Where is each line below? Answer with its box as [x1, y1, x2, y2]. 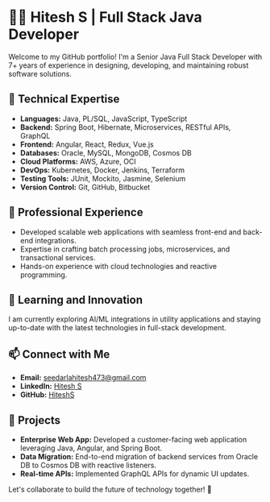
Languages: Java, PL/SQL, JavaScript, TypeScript [19, 114, 188, 123]
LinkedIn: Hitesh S [19, 381, 82, 391]
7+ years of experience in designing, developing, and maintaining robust [8, 60, 249, 70]
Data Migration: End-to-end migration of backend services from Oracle [19, 452, 259, 461]
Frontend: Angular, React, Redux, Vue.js [19, 139, 155, 149]
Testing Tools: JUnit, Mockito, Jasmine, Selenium [19, 173, 186, 183]
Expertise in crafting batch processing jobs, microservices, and [19, 244, 231, 254]
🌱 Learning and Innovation [8, 292, 143, 306]
